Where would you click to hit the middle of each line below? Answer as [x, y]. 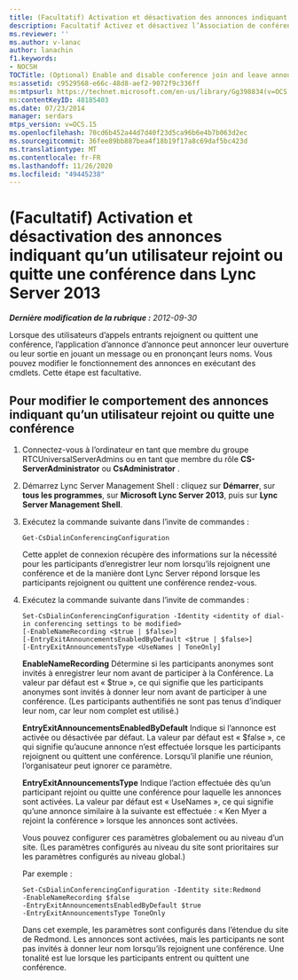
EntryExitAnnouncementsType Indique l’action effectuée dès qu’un [146, 783]
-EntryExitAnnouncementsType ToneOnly [94, 913]
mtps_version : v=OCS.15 [53, 125]
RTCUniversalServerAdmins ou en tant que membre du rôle [130, 459]
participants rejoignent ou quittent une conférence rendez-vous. [139, 583]
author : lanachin [41, 51]
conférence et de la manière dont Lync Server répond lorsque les [141, 573]
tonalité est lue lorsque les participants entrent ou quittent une [136, 958]
